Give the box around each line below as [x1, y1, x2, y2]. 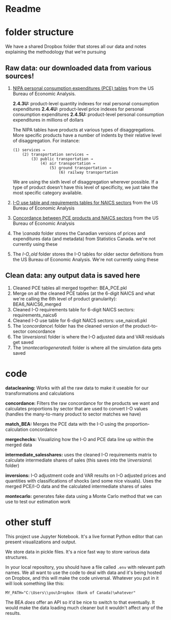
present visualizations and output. [5, 539, 77, 545]
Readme [5, 3, 41, 15]
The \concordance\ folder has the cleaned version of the [12, 323, 132, 329]
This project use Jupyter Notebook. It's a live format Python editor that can [5, 533, 163, 539]
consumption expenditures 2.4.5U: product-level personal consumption [12, 111, 164, 118]
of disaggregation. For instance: [12, 137, 80, 144]
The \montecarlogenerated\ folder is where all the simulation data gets [12, 345, 162, 351]
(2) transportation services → [22, 152, 89, 157]
